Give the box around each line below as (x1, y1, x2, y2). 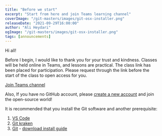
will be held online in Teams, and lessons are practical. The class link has (5, 62, 151, 68)
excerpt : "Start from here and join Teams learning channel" (5, 12, 131, 17)
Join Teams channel (5, 82, 45, 87)
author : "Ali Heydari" (5, 25, 51, 30)
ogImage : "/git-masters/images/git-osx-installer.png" (5, 30, 118, 34)
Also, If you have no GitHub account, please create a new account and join (5, 91, 154, 97)
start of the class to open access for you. (5, 72, 87, 78)
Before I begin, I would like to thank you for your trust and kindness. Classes (5, 57, 158, 63)
